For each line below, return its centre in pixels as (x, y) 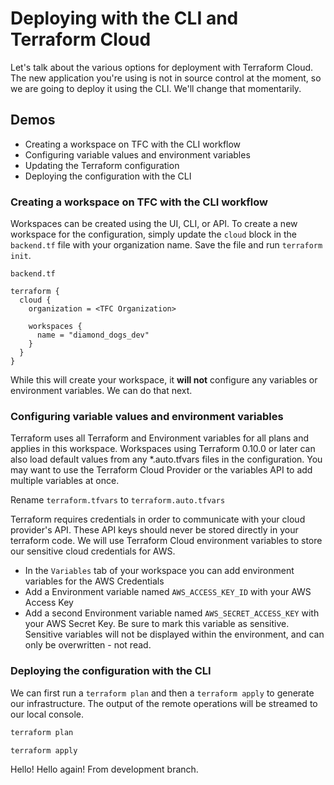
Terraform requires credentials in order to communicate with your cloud (158, 519)
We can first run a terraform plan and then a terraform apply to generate (162, 693)
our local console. (47, 714)
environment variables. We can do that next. (101, 391)
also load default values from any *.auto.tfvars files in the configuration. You (166, 459)
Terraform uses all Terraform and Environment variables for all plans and (160, 438)
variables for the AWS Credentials (94, 581)
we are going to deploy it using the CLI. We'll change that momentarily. (156, 88)
